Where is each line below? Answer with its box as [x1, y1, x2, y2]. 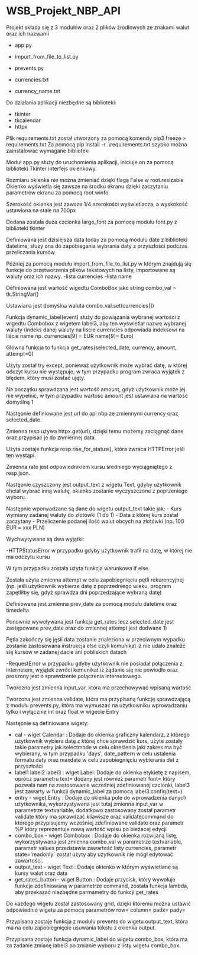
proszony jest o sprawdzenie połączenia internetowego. [6, 672, 142, 679]
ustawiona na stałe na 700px [6, 206, 76, 214]
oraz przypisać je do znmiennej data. [6, 434, 96, 441]
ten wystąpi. [6, 452, 37, 459]
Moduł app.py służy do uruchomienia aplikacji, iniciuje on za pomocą [6, 158, 174, 165]
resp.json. [6, 469, 31, 477]
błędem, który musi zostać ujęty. [6, 374, 86, 381]
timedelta [6, 606, 30, 614]
